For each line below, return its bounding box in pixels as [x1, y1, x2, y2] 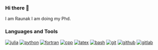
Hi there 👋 [5, 4, 30, 11]
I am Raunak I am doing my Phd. [5, 16, 71, 22]
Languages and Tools [5, 28, 58, 35]
